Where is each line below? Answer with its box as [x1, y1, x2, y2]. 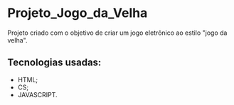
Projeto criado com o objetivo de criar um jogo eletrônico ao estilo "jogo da [7, 28, 228, 37]
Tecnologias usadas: [7, 57, 102, 69]
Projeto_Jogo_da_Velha [7, 5, 148, 21]
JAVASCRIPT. [17, 90, 58, 99]
